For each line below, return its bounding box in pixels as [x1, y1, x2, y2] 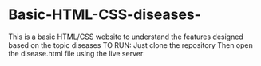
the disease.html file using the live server [8, 49, 144, 58]
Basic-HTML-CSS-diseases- [8, 6, 202, 24]
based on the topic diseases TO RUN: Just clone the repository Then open [8, 40, 253, 49]
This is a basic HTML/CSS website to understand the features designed [8, 32, 243, 41]
